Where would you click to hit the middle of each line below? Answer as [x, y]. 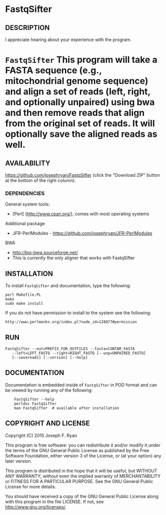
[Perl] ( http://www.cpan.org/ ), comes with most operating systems [81, 214]
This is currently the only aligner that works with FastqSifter [74, 258]
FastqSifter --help [34, 399]
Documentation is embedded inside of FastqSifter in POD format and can [81, 385]
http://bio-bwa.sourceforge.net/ [45, 253]
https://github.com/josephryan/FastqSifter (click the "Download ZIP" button [83, 175]
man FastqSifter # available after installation [67, 408]
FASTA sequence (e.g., [54, 70]
